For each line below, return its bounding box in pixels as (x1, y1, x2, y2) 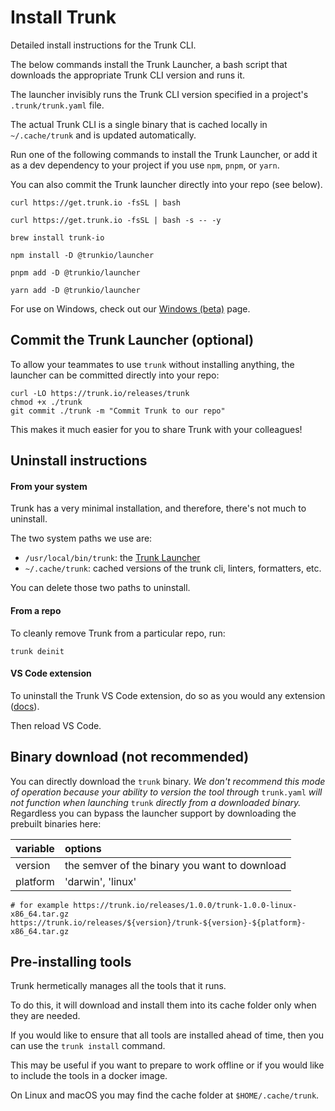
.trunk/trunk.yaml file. (10, 99, 105, 111)
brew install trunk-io (10, 232, 105, 243)
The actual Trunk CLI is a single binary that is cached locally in (10, 118, 268, 130)
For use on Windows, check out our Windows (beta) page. (10, 302, 251, 315)
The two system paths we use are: (10, 532, 153, 545)
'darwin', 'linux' (64, 874, 137, 888)
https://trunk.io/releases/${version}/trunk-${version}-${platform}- (10, 917, 307, 928)
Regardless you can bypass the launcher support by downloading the (10, 807, 297, 819)
